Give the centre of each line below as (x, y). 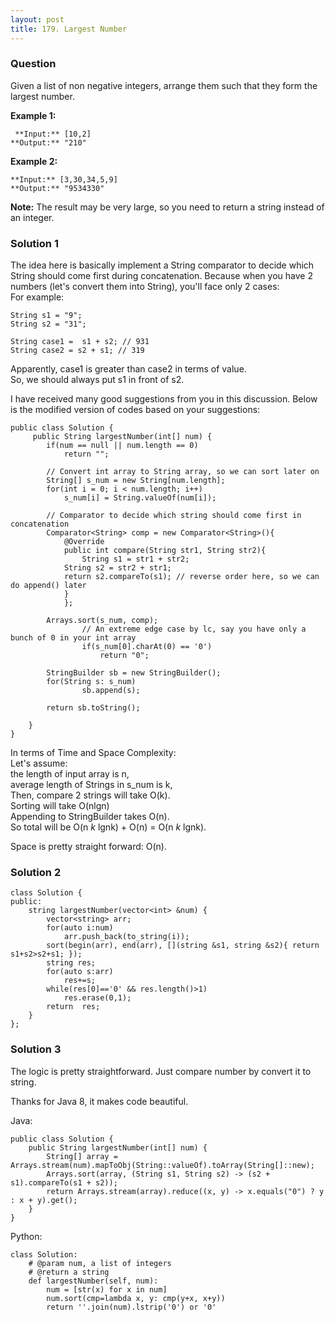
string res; (71, 963)
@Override (84, 542)
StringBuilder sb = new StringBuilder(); (134, 673)
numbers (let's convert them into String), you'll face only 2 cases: (145, 287)
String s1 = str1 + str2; (135, 559)
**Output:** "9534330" (57, 188)
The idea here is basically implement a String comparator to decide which (162, 265)
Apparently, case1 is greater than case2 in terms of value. (128, 369)
